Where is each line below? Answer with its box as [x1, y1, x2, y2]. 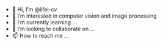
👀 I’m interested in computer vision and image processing [12, 12, 157, 19]
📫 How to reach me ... [12, 32, 69, 39]
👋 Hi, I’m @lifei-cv [12, 6, 57, 13]
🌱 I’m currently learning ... [12, 19, 78, 26]
